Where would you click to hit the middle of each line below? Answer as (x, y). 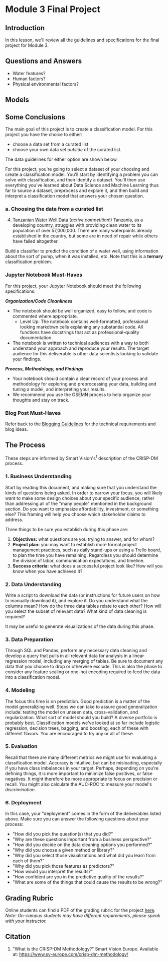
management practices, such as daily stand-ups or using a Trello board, (87, 550)
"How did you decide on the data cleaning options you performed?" (82, 845)
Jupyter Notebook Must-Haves (44, 275)
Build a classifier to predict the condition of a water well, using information (82, 251)
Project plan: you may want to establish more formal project (74, 544)
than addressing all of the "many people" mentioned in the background (78, 503)
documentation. (36, 337)
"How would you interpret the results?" (53, 872)
